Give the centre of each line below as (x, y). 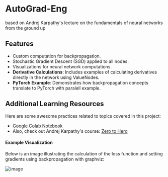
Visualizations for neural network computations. (62, 66)
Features (19, 44)
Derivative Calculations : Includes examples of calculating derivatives (85, 72)
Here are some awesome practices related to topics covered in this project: (83, 116)
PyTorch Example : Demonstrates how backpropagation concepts (80, 82)
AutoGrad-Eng (36, 9)
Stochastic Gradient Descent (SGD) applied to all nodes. (71, 61)
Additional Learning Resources (55, 104)
